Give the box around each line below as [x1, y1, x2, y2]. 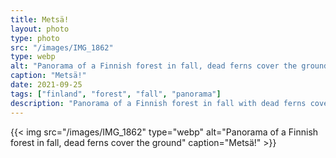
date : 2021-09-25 [10, 80, 83, 90]
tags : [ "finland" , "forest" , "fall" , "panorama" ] [10, 89, 222, 99]
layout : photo [10, 24, 70, 34]
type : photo [10, 33, 60, 43]
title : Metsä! [10, 14, 70, 25]
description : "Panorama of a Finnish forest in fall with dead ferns [10, 98, 307, 108]
